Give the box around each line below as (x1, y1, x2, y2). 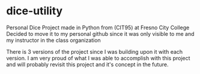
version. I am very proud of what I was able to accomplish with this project (6, 54, 190, 61)
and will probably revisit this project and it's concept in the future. (6, 61, 169, 68)
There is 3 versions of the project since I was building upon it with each (6, 48, 183, 55)
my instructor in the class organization (6, 36, 101, 44)
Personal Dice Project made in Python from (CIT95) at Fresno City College (6, 24, 190, 31)
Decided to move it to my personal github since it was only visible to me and (6, 30, 195, 37)
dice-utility (6, 4, 63, 18)
